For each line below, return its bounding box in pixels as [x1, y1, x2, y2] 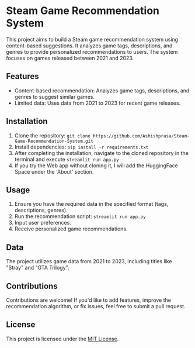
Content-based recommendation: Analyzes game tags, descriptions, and [14, 87, 190, 94]
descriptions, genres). [14, 206, 68, 214]
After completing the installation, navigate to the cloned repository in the [14, 149, 189, 156]
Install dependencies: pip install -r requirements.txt [14, 143, 149, 150]
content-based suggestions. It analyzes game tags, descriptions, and [6, 42, 173, 49]
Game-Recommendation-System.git [14, 138, 93, 144]
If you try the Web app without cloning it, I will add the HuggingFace [14, 162, 178, 169]
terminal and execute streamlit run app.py [14, 156, 119, 163]
